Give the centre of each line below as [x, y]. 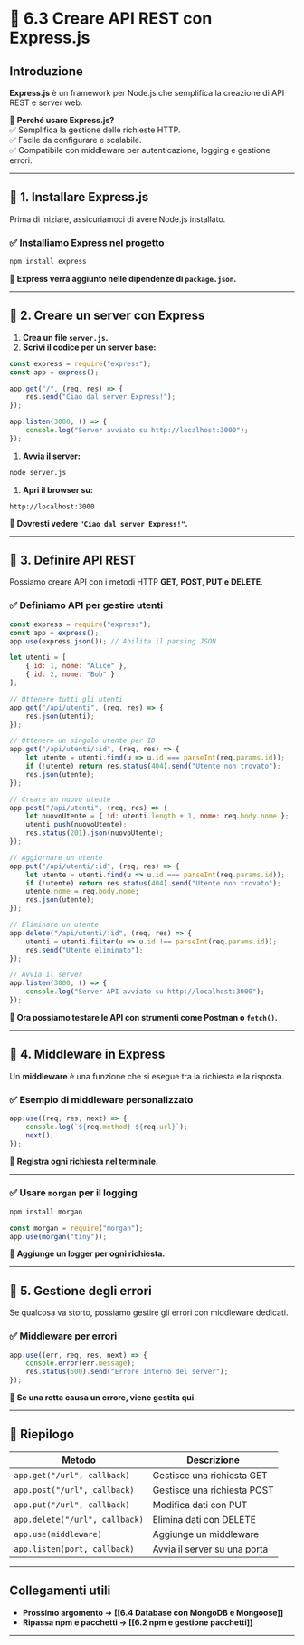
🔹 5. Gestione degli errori [81, 1291]
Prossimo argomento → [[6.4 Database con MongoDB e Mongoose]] [153, 1612]
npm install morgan [46, 1212]
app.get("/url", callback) [72, 1475]
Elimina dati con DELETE [204, 1519]
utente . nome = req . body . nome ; [83, 892]
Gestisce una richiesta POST [213, 1490]
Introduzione [47, 71]
